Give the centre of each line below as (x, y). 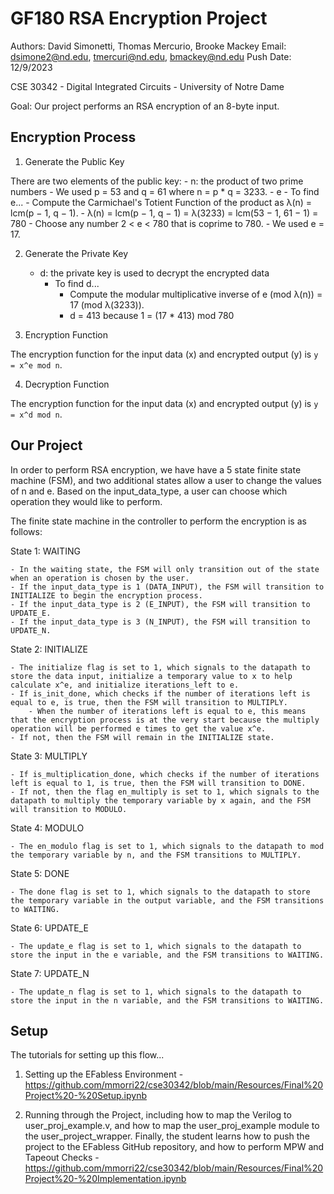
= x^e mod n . (36, 364)
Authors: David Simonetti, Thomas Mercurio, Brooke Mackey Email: (148, 46)
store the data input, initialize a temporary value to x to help (151, 676)
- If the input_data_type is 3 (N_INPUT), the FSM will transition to (160, 622)
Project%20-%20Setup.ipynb (85, 1096)
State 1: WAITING (45, 551)
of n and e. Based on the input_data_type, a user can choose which (149, 491)
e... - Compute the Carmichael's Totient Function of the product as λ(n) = (161, 202)
